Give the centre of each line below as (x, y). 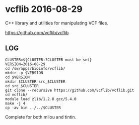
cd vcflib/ (16, 95)
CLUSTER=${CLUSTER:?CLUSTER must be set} (49, 60)
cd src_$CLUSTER (22, 86)
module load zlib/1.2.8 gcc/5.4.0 (41, 99)
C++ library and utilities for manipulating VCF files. (57, 23)
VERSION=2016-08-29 (25, 64)
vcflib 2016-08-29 (44, 9)
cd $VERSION (17, 77)
